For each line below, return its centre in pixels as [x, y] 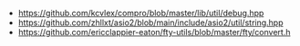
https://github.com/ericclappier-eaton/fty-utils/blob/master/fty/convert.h [154, 32]
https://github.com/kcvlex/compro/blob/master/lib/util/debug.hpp [141, 13]
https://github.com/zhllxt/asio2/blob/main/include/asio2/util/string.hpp [150, 23]
